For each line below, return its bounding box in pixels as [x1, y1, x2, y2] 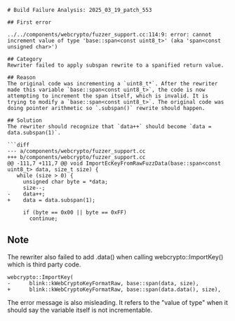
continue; [29, 215, 58, 222]
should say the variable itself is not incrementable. [7, 306, 153, 314]
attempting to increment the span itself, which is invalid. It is [7, 93, 209, 100]
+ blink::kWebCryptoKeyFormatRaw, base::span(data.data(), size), [7, 286, 221, 293]
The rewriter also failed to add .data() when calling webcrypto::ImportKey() [7, 252, 224, 261]
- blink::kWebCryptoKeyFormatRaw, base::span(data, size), [7, 280, 199, 287]
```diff [7, 142, 30, 149]
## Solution [7, 117, 42, 124]
